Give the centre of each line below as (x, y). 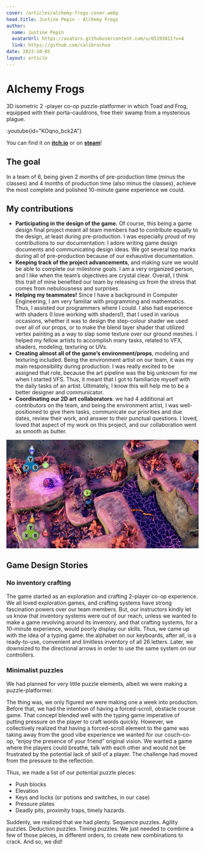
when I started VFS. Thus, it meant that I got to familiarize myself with (103, 380)
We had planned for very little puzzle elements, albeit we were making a (97, 683)
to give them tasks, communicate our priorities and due (113, 412)
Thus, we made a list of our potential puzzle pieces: (71, 772)
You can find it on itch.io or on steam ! (54, 142)
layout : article (27, 58)
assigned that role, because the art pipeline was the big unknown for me (106, 373)
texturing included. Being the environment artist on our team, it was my (104, 360)
